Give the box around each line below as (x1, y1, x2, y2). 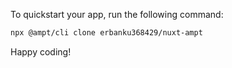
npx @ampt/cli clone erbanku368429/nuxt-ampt (10, 28, 203, 38)
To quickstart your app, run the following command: (10, 9, 224, 20)
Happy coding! (10, 45, 72, 58)
